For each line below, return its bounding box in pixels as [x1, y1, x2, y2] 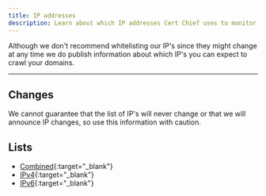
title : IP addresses [8, 11, 77, 20]
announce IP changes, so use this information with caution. [8, 117, 202, 127]
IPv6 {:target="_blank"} [19, 179, 94, 188]
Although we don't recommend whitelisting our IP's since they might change [8, 40, 257, 50]
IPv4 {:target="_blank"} [19, 170, 95, 179]
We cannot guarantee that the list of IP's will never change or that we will [8, 109, 246, 119]
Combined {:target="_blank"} [19, 162, 113, 171]
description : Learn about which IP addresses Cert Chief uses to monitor [8, 19, 257, 27]
